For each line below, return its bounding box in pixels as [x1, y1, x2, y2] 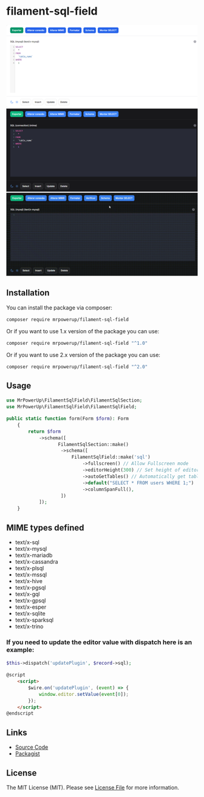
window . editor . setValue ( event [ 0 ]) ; [38, 691, 129, 697]
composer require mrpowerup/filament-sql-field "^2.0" [6, 364, 148, 370]
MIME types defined [6, 522, 84, 533]
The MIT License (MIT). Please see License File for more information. [6, 784, 179, 791]
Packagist [15, 750, 41, 757]
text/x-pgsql [15, 584, 46, 591]
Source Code [15, 743, 49, 751]
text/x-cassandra [15, 558, 59, 565]
